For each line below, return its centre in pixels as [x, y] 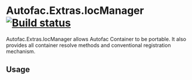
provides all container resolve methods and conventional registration [88, 45]
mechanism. [21, 51]
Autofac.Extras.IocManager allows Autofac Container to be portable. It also [96, 39]
